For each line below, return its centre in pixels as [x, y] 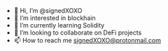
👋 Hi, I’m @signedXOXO [48, 11]
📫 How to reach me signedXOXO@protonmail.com [87, 40]
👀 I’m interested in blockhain [55, 18]
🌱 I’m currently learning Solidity [59, 25]
